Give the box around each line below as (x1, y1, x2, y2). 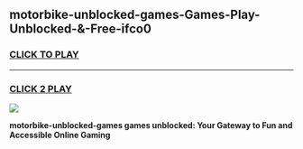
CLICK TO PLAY (9, 49, 79, 61)
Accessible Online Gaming (9, 129, 111, 140)
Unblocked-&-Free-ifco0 (9, 22, 151, 37)
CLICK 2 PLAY (9, 82, 72, 95)
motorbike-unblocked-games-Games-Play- (9, 7, 261, 23)
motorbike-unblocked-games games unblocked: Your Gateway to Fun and (9, 119, 293, 130)
